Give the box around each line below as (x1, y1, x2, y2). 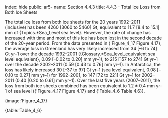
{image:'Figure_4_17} (5, 98, 48, 104)
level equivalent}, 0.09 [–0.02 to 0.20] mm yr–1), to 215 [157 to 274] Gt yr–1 (5, 56, 158, 62)
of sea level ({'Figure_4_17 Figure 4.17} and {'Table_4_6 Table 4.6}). (8, 88, 145, 94)
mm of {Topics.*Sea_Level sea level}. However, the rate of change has (5, 30, 151, 35)
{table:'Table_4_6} (5, 107, 42, 113)
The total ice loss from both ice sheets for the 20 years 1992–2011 (5, 19, 141, 25)
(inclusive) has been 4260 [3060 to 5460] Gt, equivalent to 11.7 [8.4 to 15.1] (5, 24, 160, 30)
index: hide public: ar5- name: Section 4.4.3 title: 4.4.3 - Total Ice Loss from (5, 4, 161, 10)
